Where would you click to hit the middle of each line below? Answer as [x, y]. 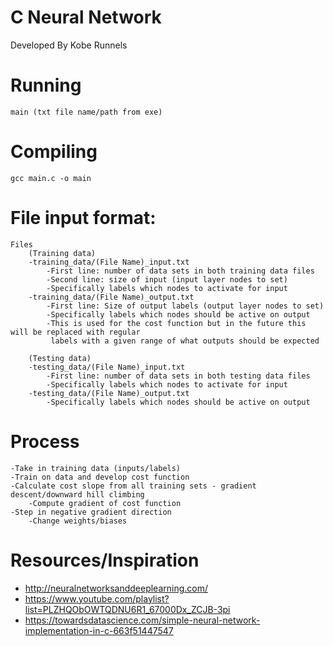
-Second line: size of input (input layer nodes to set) [167, 279]
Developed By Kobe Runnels [69, 45]
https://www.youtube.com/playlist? [97, 598]
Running [46, 85]
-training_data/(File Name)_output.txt [111, 297]
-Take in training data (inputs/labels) [96, 468]
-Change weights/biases [78, 521]
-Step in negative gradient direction [91, 512]
